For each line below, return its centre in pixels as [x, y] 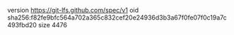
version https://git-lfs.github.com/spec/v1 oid [73, 10]
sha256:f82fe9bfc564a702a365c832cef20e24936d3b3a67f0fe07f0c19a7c [117, 17]
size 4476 [53, 25]
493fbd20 [22, 25]
